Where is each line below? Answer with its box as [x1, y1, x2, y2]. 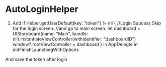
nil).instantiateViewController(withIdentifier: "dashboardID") [12, 36, 136, 42]
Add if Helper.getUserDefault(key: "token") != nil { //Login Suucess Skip [12, 20, 161, 26]
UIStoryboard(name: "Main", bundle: [12, 30, 88, 36]
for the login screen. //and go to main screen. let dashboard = [12, 25, 141, 31]
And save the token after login [5, 56, 68, 62]
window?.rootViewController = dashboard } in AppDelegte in [12, 41, 138, 47]
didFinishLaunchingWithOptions [12, 46, 79, 52]
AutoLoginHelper [5, 3, 79, 15]
